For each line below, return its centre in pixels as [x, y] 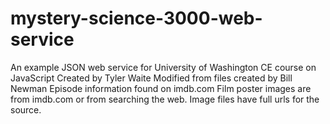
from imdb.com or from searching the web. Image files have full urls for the [165, 99]
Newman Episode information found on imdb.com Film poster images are [161, 88]
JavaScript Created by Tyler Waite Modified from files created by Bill [151, 78]
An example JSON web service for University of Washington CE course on [163, 67]
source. [26, 109]
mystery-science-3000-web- [136, 18]
